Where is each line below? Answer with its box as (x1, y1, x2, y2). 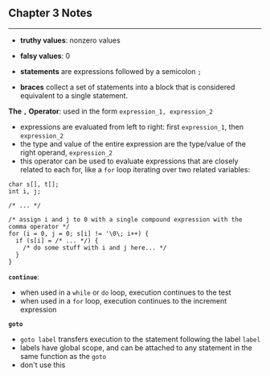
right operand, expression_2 (19, 147, 112, 157)
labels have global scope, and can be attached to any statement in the (19, 342, 253, 353)
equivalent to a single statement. (19, 90, 129, 100)
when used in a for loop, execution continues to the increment (19, 295, 227, 305)
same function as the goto (19, 351, 107, 361)
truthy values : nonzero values (19, 35, 121, 45)
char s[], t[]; (8, 180, 59, 188)
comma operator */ (8, 222, 70, 230)
